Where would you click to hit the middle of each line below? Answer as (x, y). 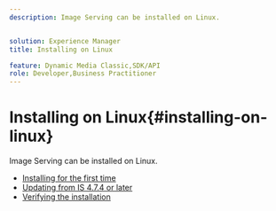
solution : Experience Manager (65, 41)
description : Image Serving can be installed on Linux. (114, 17)
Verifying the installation (66, 197)
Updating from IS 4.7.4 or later (77, 188)
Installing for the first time (69, 178)
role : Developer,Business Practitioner (83, 74)
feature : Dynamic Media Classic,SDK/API (85, 66)
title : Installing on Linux (61, 50)
